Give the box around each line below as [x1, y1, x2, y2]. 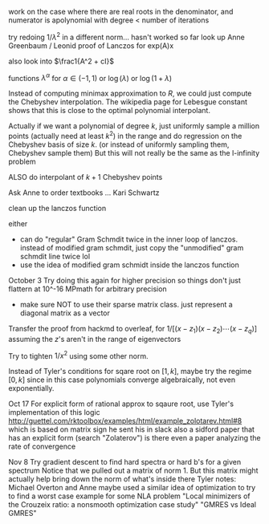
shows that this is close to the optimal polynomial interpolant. [8, 106, 211, 116]
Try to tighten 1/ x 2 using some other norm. [8, 349, 149, 360]
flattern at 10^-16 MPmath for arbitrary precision [8, 284, 167, 294]
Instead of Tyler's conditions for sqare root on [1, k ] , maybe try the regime [8, 367, 252, 376]
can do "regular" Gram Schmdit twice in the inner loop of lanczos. [19, 234, 238, 244]
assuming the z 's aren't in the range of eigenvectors [8, 334, 181, 343]
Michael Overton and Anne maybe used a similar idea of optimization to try [8, 483, 256, 493]
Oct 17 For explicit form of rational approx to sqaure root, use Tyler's [8, 399, 234, 408]
